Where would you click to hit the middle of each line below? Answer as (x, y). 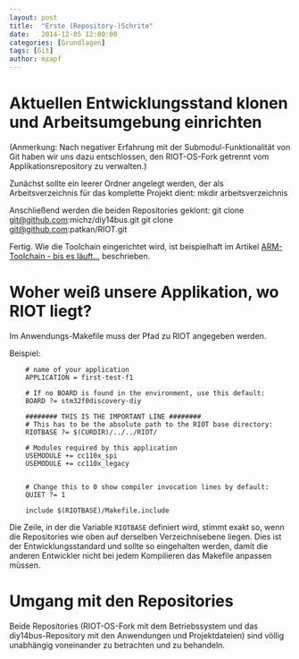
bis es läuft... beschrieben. (102, 256)
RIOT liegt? (50, 312)
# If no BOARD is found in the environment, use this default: (145, 393)
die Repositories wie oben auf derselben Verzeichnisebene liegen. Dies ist (145, 536)
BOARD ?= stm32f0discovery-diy (83, 401)
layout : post (33, 17)
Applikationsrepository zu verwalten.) (78, 165)
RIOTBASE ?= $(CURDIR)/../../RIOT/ (91, 432)
